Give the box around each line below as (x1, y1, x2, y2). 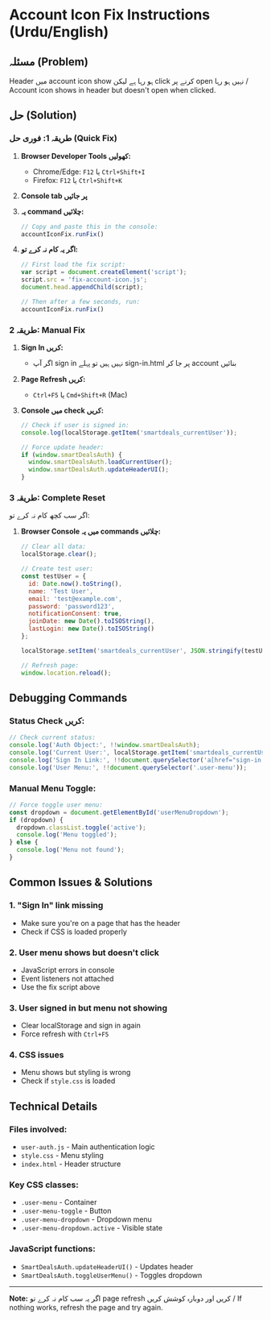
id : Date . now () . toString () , (28, 579, 123, 587)
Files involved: (9, 1123, 68, 1135)
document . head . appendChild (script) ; (20, 284, 144, 292)
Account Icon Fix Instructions (9, 6, 211, 24)
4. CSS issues (9, 1049, 64, 1061)
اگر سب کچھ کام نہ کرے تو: (9, 510, 91, 521)
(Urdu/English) (9, 23, 109, 41)
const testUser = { (20, 572, 87, 581)
